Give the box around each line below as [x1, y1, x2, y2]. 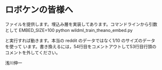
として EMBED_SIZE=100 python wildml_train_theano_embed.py [5, 27, 133, 33]
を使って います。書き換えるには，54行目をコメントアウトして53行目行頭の [5, 43, 157, 49]
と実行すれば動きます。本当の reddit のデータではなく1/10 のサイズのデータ [5, 37, 156, 43]
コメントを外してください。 [5, 49, 61, 56]
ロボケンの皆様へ [5, 4, 73, 15]
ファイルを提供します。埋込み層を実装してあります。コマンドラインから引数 [5, 21, 158, 27]
